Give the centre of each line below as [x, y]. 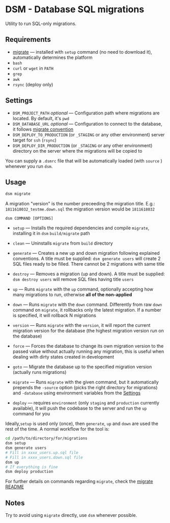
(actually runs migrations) [39, 372]
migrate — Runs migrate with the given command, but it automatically [86, 382]
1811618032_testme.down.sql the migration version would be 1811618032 [80, 209]
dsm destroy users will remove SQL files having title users [73, 279]
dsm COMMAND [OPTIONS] [29, 219]
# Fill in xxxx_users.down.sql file [44, 457]
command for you [31, 414]
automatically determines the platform [52, 57]
